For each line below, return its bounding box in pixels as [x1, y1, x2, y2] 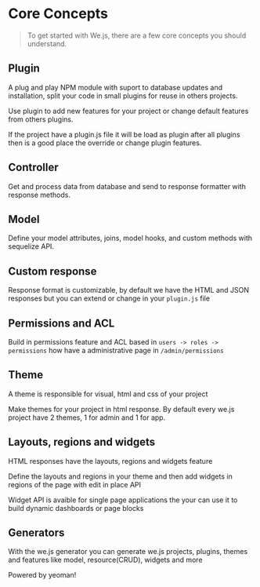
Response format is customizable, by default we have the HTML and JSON [8, 286, 249, 295]
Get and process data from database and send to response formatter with [8, 181, 247, 191]
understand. [27, 38, 67, 48]
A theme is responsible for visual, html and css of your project [8, 389, 208, 399]
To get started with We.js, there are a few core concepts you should [27, 31, 247, 40]
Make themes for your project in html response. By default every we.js [8, 404, 235, 414]
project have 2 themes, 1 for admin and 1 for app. [8, 413, 166, 422]
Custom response [8, 264, 97, 278]
